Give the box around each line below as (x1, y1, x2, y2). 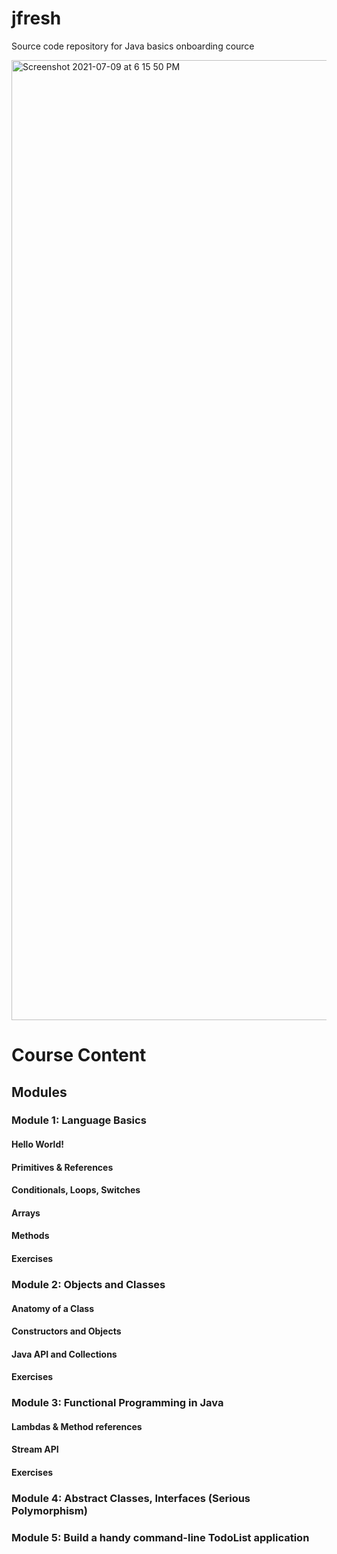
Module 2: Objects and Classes (11, 1277, 166, 1291)
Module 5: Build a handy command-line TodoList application (11, 1530, 310, 1544)
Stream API (11, 1443, 59, 1456)
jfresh (11, 7, 62, 30)
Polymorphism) (11, 1503, 88, 1517)
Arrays (11, 1207, 41, 1219)
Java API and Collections (11, 1348, 118, 1360)
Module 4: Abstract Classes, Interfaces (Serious (11, 1491, 251, 1505)
